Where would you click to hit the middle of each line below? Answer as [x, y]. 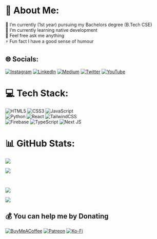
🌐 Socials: [22, 59]
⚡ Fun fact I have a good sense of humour [50, 41]
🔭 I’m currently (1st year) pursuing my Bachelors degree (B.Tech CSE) [79, 25]
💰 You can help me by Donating [57, 216]
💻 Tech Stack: [37, 93]
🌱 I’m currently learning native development [51, 30]
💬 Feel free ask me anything [35, 35]
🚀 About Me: [32, 10]
